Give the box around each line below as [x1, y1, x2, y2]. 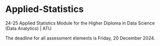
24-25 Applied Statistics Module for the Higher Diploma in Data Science [5, 20, 155, 26]
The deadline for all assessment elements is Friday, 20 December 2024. [5, 35, 155, 41]
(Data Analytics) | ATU [5, 25, 52, 31]
